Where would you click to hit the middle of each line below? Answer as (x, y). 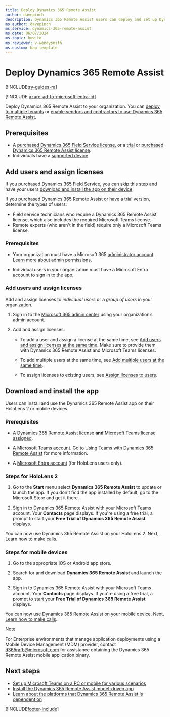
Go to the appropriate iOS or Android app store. (62, 563)
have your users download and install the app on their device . (70, 189)
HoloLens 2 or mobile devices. (37, 408)
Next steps (23, 671)
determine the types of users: (36, 204)
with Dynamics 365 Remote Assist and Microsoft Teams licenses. (88, 350)
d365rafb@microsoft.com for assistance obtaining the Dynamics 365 (77, 650)
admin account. (29, 320)
